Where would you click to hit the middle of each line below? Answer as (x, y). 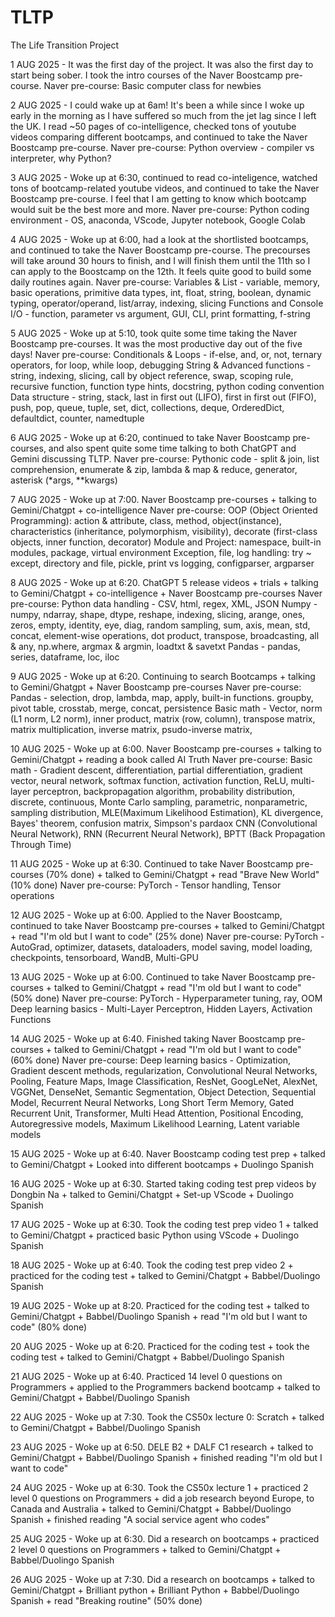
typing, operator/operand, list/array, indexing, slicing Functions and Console (167, 303)
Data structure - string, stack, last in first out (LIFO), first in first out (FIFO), (163, 397)
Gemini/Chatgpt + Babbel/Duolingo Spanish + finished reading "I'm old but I (166, 1457)
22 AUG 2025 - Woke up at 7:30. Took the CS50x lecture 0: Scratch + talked (167, 1417)
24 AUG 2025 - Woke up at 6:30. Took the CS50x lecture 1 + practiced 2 (159, 1487)
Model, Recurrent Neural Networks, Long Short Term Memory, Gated (152, 1102)
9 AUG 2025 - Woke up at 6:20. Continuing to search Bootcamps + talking (163, 676)
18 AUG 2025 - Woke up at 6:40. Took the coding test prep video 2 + (152, 1265)
